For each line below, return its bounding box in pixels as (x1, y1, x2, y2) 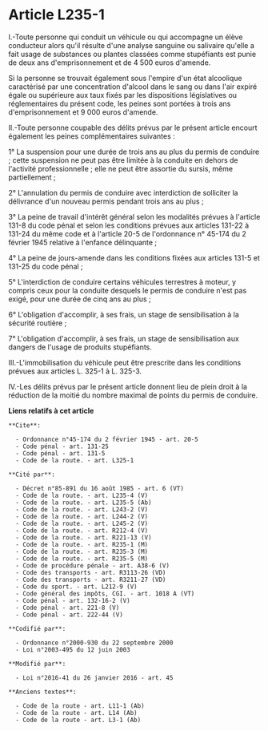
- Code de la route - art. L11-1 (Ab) (15, 701, 146, 710)
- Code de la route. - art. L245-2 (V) (15, 519, 149, 527)
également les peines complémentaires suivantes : (8, 131, 176, 141)
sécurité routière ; (8, 318, 67, 328)
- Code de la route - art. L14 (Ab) (15, 709, 138, 717)
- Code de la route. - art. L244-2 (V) (15, 512, 149, 520)
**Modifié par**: (8, 660, 66, 668)
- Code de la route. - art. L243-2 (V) (15, 505, 149, 514)
